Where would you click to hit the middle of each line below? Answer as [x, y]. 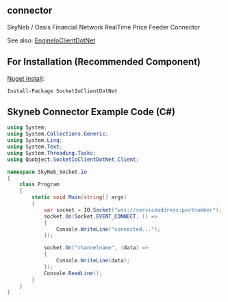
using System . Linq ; [35, 140]
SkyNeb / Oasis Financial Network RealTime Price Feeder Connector [104, 27]
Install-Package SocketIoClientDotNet [62, 91]
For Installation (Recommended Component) [104, 62]
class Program [39, 185]
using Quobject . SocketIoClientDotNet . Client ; [73, 160]
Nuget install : [26, 78]
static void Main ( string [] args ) [79, 197]
